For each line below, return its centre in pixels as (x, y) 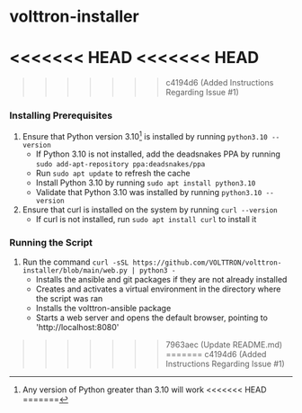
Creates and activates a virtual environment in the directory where (158, 289)
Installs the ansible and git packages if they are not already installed (161, 280)
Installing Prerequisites (61, 116)
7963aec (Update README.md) (224, 345)
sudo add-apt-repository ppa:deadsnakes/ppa (120, 165)
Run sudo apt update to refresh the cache (113, 174)
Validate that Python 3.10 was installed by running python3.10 (149, 193)
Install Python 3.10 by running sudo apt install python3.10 (146, 183)
